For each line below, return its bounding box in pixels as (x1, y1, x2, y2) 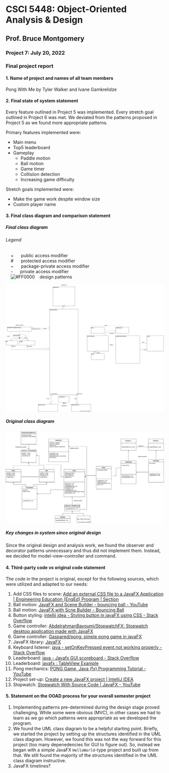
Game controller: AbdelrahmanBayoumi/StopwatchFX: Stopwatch (13, 623, 148, 629)
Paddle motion (20, 155, 51, 161)
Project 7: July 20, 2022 (6, 49, 65, 56)
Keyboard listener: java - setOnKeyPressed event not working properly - (13, 644, 162, 650)
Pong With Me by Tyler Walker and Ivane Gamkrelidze (6, 86, 117, 92)
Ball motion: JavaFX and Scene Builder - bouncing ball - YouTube (13, 601, 148, 607)
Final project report (6, 63, 54, 70)
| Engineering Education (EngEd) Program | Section (13, 596, 119, 602)
